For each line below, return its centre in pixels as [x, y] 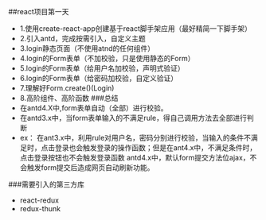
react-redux [39, 200]
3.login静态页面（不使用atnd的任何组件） [87, 48]
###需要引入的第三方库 [47, 184]
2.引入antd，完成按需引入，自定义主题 [82, 39]
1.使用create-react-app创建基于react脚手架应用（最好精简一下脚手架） [136, 29]
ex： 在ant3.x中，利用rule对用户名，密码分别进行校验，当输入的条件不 [135, 138]
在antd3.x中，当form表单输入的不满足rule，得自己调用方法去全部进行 [133, 118]
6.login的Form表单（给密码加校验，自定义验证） [98, 78]
